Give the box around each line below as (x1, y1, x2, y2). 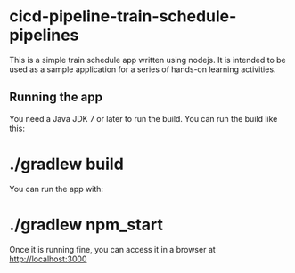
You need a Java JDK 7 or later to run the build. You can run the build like (9, 113, 278, 124)
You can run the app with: (9, 183, 104, 194)
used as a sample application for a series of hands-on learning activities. (9, 64, 276, 75)
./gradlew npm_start (9, 214, 163, 235)
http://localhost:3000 (9, 253, 87, 264)
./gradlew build (9, 154, 125, 174)
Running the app (9, 90, 102, 105)
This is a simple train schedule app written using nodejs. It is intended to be (9, 54, 287, 65)
